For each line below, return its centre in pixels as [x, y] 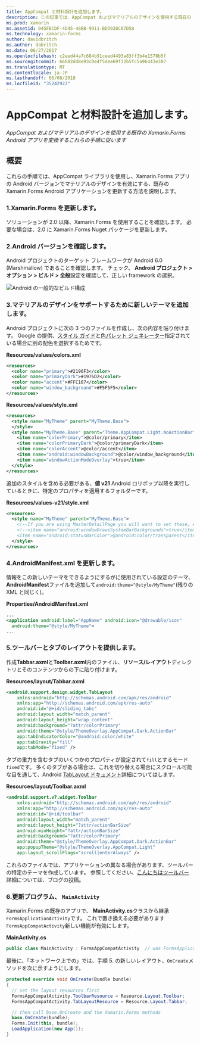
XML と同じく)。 [27, 592]
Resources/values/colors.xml [44, 354]
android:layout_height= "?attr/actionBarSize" [74, 825]
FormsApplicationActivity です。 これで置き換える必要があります [85, 919]
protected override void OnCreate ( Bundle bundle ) [69, 980]
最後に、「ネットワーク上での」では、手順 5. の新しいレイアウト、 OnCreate [97, 961]
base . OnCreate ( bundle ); [41, 1018]
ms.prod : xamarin [28, 23]
